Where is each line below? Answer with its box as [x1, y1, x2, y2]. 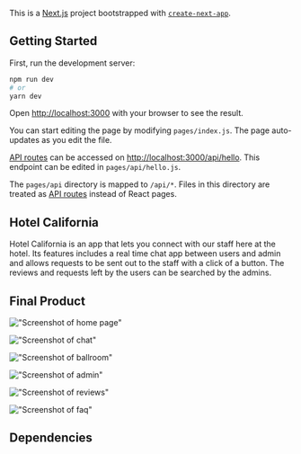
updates [9, 135, 40, 146]
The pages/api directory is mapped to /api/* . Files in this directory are [9, 179, 270, 190]
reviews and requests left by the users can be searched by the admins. [9, 267, 272, 278]
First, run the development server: [9, 58, 136, 68]
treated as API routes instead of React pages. [9, 189, 177, 200]
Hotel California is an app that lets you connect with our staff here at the [9, 238, 276, 250]
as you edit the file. [41, 135, 112, 146]
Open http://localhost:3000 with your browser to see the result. [9, 108, 244, 119]
